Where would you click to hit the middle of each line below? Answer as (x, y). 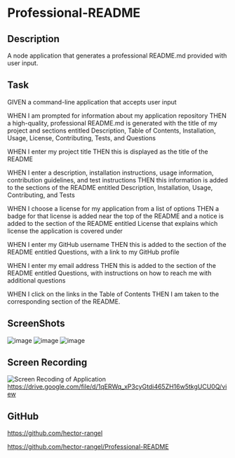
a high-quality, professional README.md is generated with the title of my (112, 123)
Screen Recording (47, 363)
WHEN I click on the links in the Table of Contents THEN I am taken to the (113, 294)
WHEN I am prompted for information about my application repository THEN (117, 115)
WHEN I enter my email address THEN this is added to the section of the (112, 265)
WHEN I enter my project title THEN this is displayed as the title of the (108, 151)
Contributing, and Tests (41, 195)
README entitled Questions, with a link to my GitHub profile (94, 252)
